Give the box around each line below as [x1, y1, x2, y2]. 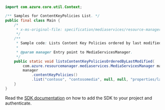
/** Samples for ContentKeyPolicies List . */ [5, 13, 100, 18]
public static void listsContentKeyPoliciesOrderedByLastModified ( [14, 59, 155, 64]
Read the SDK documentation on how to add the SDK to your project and [5, 95, 152, 101]
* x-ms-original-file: [16, 27, 63, 32]
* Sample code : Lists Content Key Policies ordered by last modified [16, 41, 162, 46]
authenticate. [5, 100, 32, 106]
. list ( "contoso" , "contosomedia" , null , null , [31, 77, 129, 82]
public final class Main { [5, 18, 60, 23]
